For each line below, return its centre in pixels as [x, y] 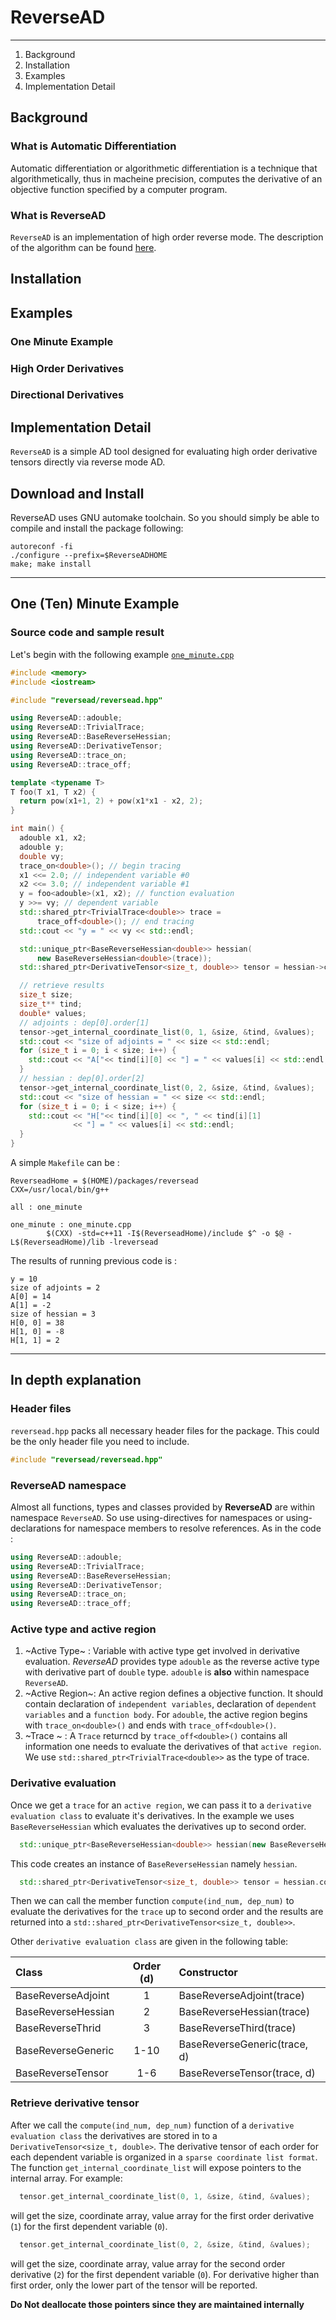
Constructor [208, 1973]
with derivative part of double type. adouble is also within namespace [167, 1672]
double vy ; [42, 856]
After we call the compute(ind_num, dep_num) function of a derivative [152, 2125]
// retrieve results [62, 986]
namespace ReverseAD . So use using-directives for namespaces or [147, 1517]
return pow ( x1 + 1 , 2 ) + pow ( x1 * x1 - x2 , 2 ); [111, 801]
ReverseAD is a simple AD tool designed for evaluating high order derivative [164, 452]
